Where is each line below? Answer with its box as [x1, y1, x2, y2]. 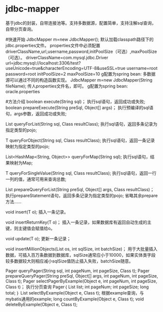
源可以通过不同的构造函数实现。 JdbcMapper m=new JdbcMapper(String [5, 77, 152, 83]
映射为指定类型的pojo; [5, 143, 50, 149]
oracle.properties [5, 88, 40, 94]
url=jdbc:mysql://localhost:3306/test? [5, 60, 81, 66]
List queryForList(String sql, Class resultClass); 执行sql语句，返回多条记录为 [5, 121, 158, 127]
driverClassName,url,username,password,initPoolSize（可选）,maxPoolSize [5, 49, 157, 54]
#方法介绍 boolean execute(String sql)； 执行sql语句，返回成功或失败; [5, 99, 146, 104]
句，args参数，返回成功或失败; [5, 111, 67, 116]
